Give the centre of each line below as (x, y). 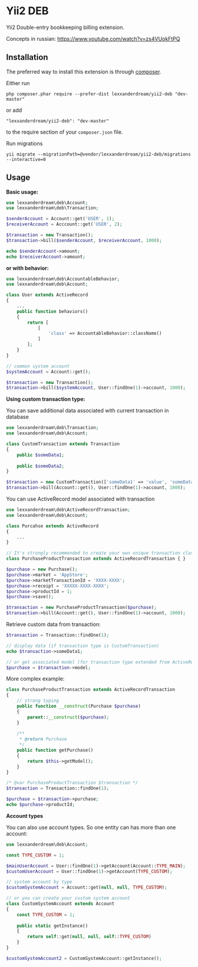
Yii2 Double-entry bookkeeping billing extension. (65, 27)
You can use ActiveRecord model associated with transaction (80, 499)
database (18, 417)
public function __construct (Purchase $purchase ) (79, 706)
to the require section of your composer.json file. (65, 132)
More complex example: (35, 679)
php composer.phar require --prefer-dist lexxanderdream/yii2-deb (89, 94)
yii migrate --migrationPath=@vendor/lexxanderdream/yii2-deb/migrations (99, 154)
